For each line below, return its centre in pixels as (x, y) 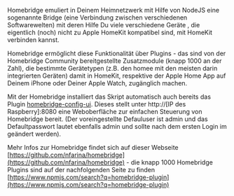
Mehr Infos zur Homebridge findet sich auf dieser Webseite (93, 147)
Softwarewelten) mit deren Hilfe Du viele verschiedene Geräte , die (104, 25)
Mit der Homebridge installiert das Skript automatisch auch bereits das (109, 97)
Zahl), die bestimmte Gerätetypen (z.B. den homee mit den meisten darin (112, 68)
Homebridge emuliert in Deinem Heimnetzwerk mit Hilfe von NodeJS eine (113, 10)
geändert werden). (34, 134)
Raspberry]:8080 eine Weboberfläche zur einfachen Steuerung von (105, 112)
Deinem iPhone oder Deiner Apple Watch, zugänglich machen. (97, 83)
